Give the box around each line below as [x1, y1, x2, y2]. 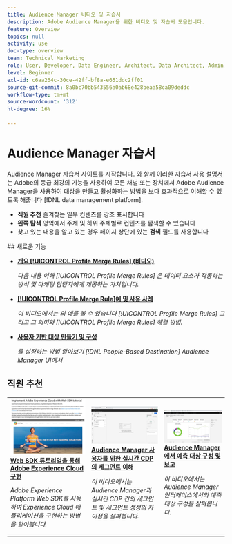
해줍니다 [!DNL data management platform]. [19, 195, 144, 203]
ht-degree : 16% [7, 105, 51, 113]
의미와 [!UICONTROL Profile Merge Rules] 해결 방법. [37, 318, 183, 326]
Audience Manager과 [90, 486, 152, 494]
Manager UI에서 [17, 356, 63, 364]
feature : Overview [7, 26, 60, 32]
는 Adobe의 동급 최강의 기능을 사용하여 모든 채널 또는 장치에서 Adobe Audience [7, 178, 224, 186]
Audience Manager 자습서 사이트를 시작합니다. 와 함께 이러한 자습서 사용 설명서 [7, 170, 223, 178]
